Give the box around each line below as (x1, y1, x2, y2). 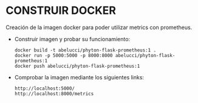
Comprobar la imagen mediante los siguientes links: (14, 73, 144, 81)
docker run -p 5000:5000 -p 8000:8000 (14, 52, 113, 58)
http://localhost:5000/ (14, 85, 75, 91)
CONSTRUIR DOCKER (5, 4, 117, 18)
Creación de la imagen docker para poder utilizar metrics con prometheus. (5, 24, 193, 31)
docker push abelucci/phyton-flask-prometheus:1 (14, 63, 140, 69)
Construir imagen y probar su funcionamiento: (14, 35, 131, 42)
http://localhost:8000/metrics (14, 90, 94, 97)
